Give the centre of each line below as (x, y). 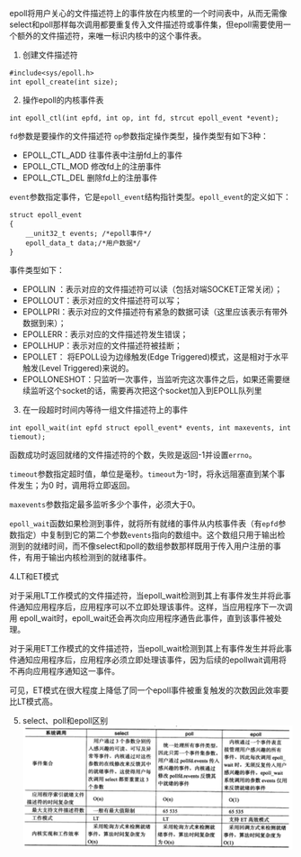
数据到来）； (44, 323)
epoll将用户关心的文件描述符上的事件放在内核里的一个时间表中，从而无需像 (148, 13)
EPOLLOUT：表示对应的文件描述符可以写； (102, 301)
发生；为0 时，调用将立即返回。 (75, 485)
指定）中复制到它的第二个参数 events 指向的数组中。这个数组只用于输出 (147, 535)
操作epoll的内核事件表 (63, 100)
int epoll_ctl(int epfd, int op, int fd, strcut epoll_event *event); (144, 118)
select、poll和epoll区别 (65, 720)
